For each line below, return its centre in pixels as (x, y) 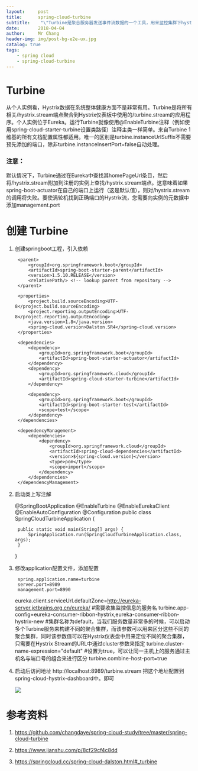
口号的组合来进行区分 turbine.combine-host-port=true (101, 658)
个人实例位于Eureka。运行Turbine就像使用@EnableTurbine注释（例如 (100, 122)
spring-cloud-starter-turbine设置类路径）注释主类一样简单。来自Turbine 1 (101, 130)
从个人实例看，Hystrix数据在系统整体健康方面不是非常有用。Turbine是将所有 (99, 108)
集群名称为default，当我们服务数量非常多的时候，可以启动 (119, 621)
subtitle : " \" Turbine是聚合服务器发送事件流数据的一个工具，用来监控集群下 (94, 22)
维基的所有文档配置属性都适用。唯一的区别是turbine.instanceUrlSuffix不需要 (99, 137)
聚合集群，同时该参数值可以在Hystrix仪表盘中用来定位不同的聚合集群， (101, 636)
